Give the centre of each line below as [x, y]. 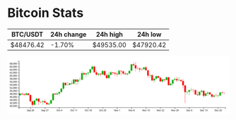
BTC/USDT [28, 35]
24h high [110, 35]
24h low [149, 35]
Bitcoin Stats [46, 13]
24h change [69, 35]
